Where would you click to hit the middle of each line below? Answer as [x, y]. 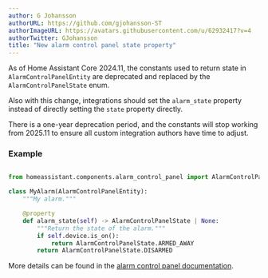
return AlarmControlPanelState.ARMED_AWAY [122, 243]
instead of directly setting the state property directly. [96, 109]
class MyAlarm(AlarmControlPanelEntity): [78, 192]
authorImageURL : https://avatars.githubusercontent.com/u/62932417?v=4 [130, 30]
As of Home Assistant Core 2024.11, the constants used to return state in [127, 68]
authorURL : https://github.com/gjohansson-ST [85, 23]
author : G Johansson [43, 16]
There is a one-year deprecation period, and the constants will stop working [133, 125]
